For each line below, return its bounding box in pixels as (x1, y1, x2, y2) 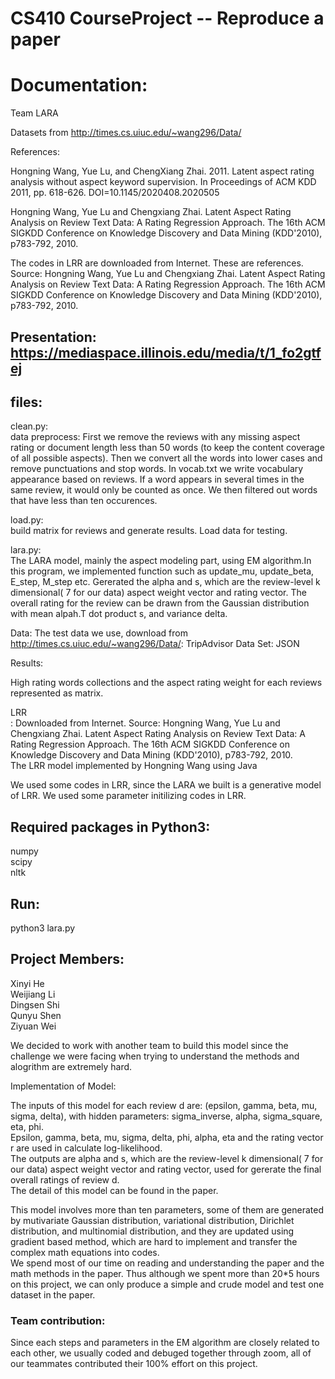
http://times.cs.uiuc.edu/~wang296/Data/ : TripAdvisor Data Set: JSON (10, 638, 300, 650)
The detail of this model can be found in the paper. (10, 1184, 219, 1196)
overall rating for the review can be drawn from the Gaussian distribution (10, 597, 310, 609)
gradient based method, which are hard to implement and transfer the (10, 1235, 298, 1247)
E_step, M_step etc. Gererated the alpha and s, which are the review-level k (10, 576, 321, 588)
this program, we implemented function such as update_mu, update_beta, (10, 565, 315, 577)
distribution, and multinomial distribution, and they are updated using (10, 1225, 295, 1237)
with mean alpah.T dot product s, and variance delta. (10, 608, 228, 620)
